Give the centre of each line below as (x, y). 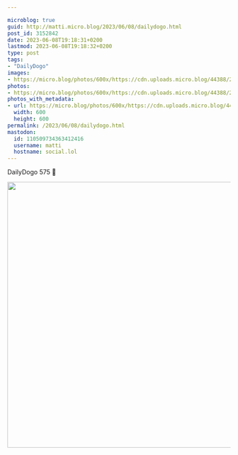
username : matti (38, 145)
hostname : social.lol (46, 152)
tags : (15, 60)
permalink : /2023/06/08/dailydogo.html (66, 125)
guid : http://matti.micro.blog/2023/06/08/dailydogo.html (95, 27)
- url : (17, 106)
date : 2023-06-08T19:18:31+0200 (55, 40)
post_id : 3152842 (33, 33)
